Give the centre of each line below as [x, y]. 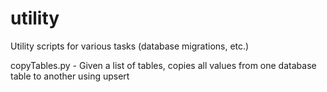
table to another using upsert [70, 76]
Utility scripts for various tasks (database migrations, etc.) [130, 46]
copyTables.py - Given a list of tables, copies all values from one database [163, 65]
